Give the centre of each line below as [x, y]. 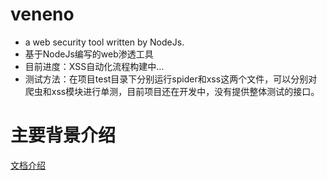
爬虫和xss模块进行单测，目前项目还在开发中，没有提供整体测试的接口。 [172, 91]
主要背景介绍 [63, 135]
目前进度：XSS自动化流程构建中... [94, 66]
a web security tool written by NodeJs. [104, 42]
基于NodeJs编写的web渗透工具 [89, 54]
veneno [42, 14]
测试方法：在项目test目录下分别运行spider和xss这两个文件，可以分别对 [171, 79]
